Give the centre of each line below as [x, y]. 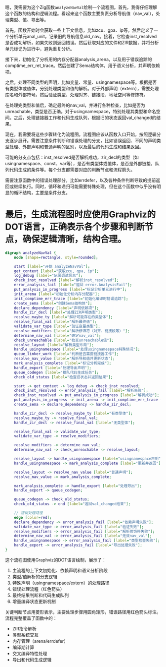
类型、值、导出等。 [29, 20]
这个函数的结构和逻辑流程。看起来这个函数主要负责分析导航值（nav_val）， [81, 13]
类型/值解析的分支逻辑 [35, 576]
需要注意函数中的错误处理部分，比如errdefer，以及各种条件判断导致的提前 [81, 180]
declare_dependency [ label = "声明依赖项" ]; [56, 308]
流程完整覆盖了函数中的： [31, 618]
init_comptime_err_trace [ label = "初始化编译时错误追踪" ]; [71, 299]
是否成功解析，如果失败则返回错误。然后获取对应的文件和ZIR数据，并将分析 [82, 43]
